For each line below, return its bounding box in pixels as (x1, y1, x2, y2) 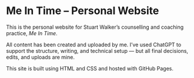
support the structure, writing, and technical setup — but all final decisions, (6, 47, 189, 54)
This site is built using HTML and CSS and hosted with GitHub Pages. (6, 65, 174, 72)
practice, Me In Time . (6, 29, 58, 36)
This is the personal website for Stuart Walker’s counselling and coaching (6, 23, 184, 30)
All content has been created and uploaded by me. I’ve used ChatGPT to (6, 41, 182, 48)
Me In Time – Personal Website (6, 4, 159, 18)
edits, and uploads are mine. (6, 53, 75, 60)
